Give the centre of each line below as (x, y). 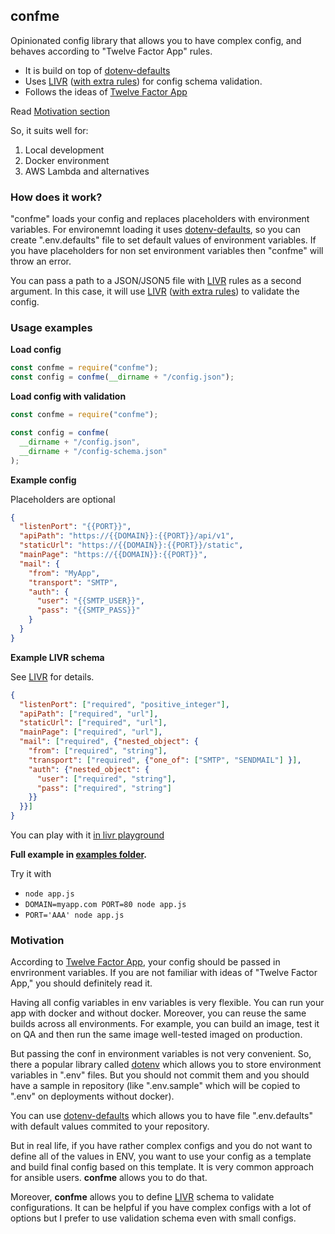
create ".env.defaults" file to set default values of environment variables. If (163, 240)
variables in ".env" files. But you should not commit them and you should (160, 1075)
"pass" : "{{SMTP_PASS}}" (88, 610)
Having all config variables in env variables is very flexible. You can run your (167, 1003)
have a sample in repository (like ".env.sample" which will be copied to (155, 1086)
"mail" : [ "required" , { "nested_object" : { (109, 742)
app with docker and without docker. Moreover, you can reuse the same (158, 1013)
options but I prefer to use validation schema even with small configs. (153, 1218)
